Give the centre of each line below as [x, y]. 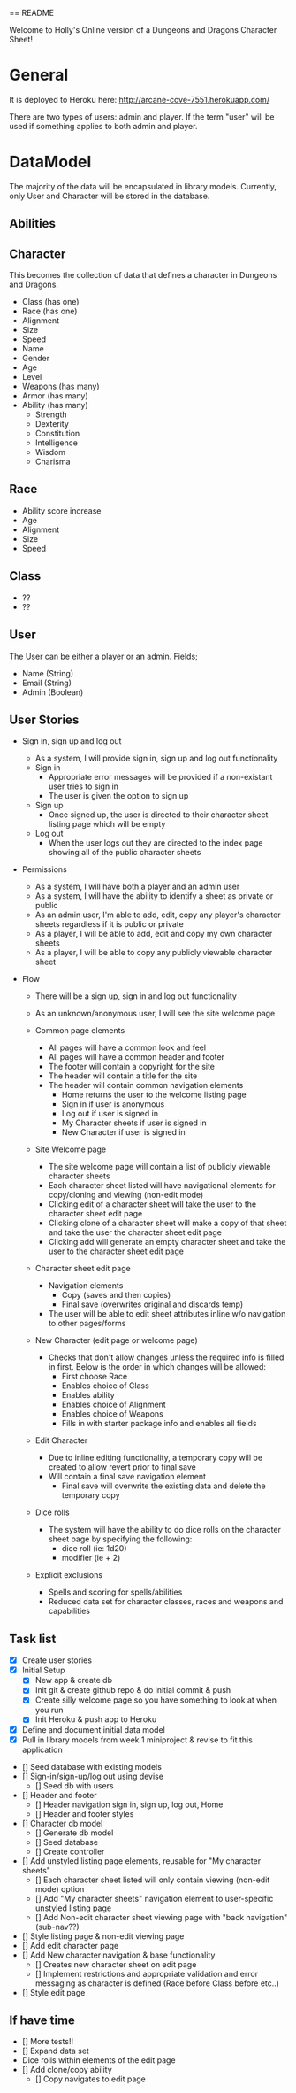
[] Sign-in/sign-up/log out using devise [92, 1776]
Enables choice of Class [106, 1386]
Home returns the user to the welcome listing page [154, 1095]
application [42, 1749]
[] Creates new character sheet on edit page [116, 1964]
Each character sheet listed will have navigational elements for [162, 1186]
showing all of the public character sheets [125, 853]
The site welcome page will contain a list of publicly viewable [159, 1167]
